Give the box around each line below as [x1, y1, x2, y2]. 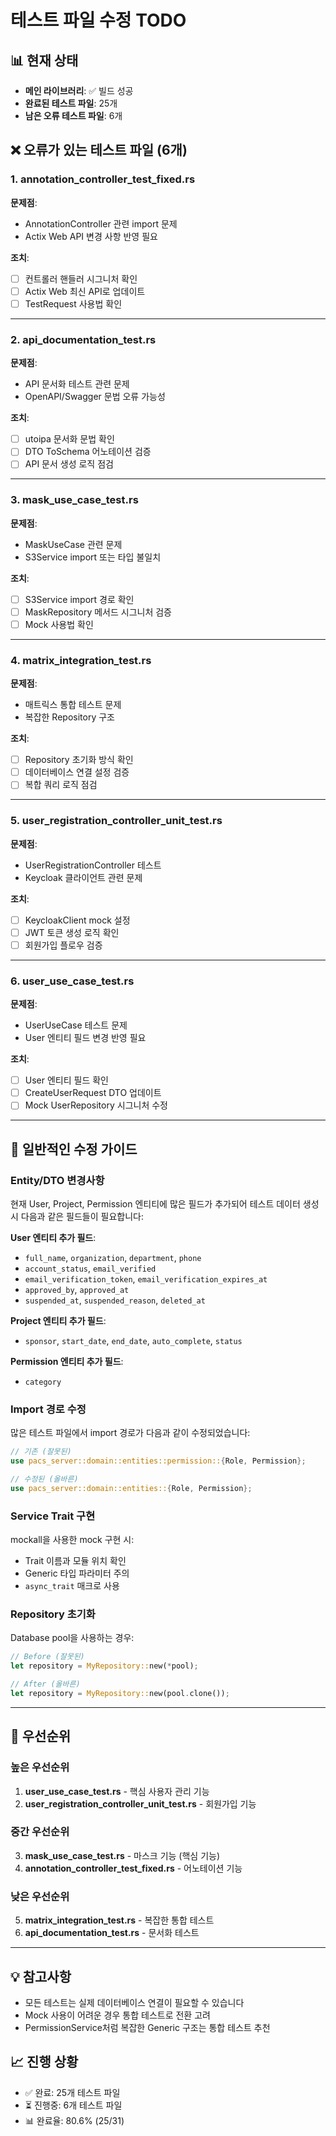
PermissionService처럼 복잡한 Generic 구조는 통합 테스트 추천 [24, 2021, 271, 2033]
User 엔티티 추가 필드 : [10, 1231, 97, 1243]
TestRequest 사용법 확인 [24, 297, 123, 310]
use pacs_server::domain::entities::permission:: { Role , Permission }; [10, 1456, 307, 1466]
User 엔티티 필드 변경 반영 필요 [24, 1032, 147, 1044]
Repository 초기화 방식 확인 [24, 754, 134, 766]
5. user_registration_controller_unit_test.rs [10, 814, 223, 828]
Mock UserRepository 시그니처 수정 [24, 1099, 168, 1111]
